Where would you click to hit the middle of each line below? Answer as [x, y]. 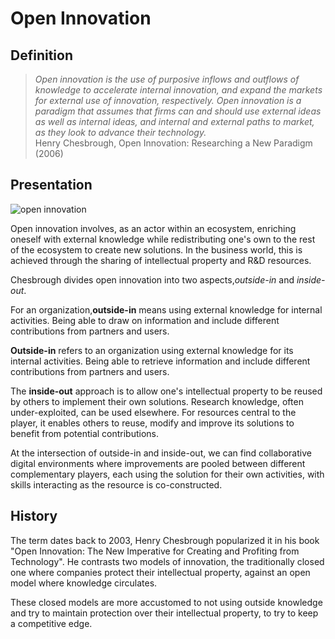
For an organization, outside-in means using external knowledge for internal [166, 309]
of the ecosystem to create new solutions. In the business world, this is [156, 249]
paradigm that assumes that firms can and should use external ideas [178, 111]
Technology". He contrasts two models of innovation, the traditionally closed [167, 561]
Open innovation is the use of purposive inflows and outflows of [167, 79]
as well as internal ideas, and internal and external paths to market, [174, 121]
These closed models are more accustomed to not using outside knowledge [166, 602]
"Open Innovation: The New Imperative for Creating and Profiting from [155, 551]
